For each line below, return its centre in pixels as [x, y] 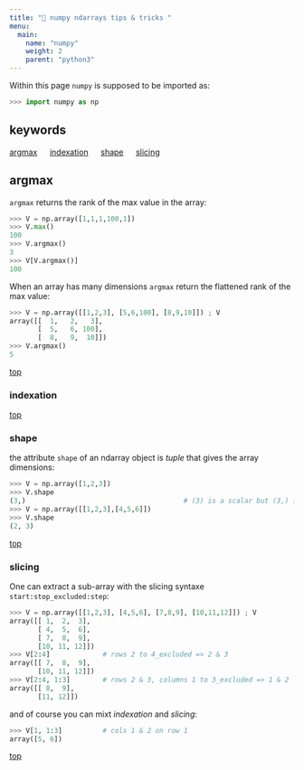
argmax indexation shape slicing [85, 152]
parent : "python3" [60, 60]
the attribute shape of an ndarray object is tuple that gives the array [134, 458]
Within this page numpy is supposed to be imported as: [110, 85]
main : [28, 34]
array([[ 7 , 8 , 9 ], [50, 663]
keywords [38, 131]
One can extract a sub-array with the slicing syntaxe [107, 587]
